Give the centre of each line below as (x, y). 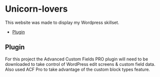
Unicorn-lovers (36, 9)
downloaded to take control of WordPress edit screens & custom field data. (80, 64)
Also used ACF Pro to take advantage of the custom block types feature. (78, 69)
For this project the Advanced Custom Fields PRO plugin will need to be (77, 59)
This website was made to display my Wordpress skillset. (62, 22)
